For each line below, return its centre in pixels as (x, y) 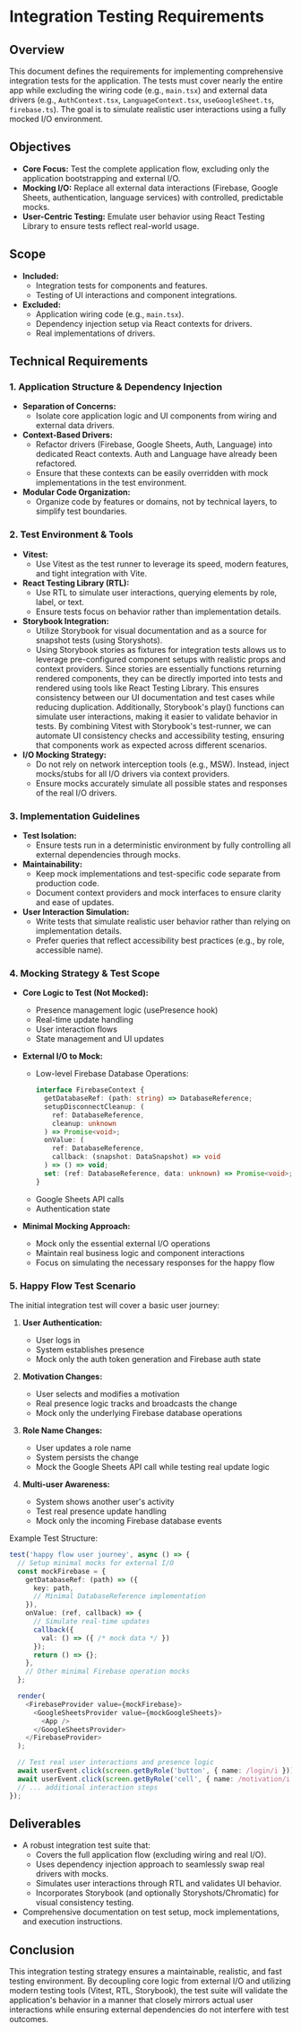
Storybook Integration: (65, 620)
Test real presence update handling (101, 1511)
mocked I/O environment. (56, 119)
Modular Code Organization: (77, 492)
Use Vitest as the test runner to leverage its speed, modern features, (162, 564)
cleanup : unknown (84, 1123)
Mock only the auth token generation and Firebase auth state (148, 1359)
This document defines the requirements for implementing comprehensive (146, 71)
